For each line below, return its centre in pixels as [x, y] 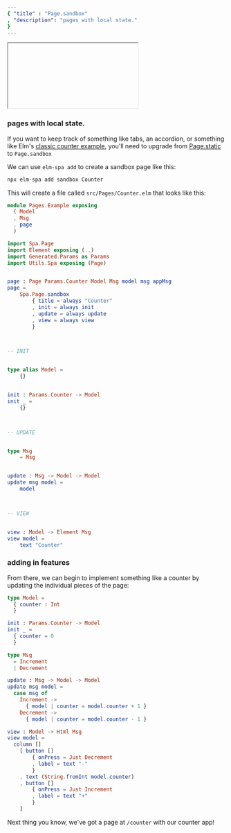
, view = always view [63, 320]
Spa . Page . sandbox [45, 295]
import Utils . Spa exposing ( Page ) [57, 263]
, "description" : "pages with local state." [72, 20]
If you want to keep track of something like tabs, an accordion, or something [116, 139]
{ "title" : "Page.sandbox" [48, 14]
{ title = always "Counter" [72, 301]
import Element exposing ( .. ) [51, 250]
